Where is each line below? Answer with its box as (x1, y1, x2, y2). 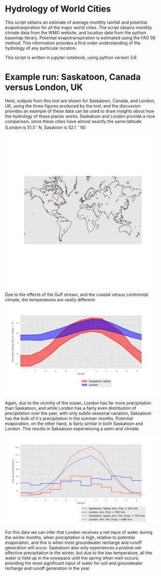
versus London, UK (5, 82, 83, 93)
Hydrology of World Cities (5, 3, 111, 15)
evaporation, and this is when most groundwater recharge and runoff (5, 540, 142, 545)
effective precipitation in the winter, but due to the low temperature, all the (5, 550, 152, 556)
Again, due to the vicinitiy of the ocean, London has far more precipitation (5, 400, 152, 406)
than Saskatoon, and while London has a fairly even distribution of (5, 405, 136, 411)
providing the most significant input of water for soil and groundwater (5, 560, 143, 566)
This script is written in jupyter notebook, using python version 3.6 (5, 54, 137, 60)
